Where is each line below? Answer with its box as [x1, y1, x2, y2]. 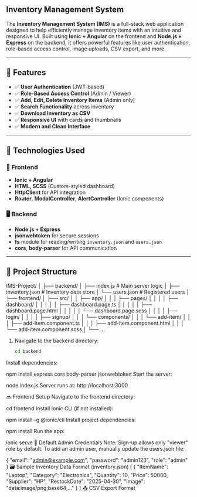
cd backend [14, 349, 42, 355]
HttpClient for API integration [14, 189, 86, 196]
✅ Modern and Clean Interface [14, 122, 91, 130]
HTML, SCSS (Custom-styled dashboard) [14, 183, 116, 190]
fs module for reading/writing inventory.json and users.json [14, 238, 162, 245]
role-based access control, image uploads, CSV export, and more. [6, 45, 166, 52]
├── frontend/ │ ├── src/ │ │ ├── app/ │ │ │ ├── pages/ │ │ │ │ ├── [6, 295, 179, 302]
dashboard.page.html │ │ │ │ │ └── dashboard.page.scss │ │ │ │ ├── [6, 307, 178, 314]
